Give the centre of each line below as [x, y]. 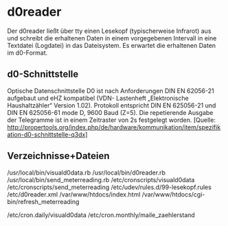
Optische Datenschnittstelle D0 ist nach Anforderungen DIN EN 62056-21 [111, 90]
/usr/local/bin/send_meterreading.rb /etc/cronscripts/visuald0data [101, 179]
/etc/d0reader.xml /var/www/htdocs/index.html [74, 194]
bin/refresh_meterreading [43, 201]
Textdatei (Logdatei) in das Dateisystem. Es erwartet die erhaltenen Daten [112, 45]
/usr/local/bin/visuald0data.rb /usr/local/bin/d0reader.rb [87, 173]
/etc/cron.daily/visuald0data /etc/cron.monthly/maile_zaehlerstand [101, 215]
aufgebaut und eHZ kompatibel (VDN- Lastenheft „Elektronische [98, 98]
